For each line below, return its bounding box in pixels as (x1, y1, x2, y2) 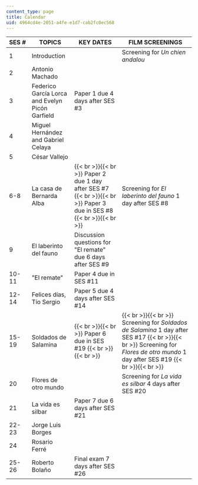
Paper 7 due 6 (74, 397, 114, 405)
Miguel (31, 121, 51, 130)
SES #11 (74, 278, 99, 286)
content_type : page (6, 8, 54, 15)
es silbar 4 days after (121, 380, 181, 388)
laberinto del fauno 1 (121, 192, 180, 200)
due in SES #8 (74, 207, 114, 215)
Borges (31, 428, 52, 437)
